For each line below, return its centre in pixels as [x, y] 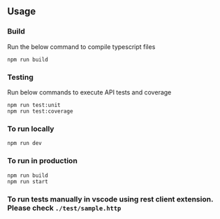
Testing [20, 77]
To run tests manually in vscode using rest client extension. [110, 199]
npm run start [28, 181]
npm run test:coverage [40, 111]
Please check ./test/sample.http [64, 208]
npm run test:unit [34, 105]
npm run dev [24, 143]
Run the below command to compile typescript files [81, 47]
